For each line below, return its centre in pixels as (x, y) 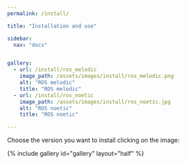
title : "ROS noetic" (49, 114)
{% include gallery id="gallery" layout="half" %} (76, 154)
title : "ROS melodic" (50, 89)
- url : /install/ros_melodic (55, 70)
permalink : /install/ (38, 13)
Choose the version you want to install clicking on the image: (94, 140)
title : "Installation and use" (52, 26)
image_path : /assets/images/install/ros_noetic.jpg (95, 102)
